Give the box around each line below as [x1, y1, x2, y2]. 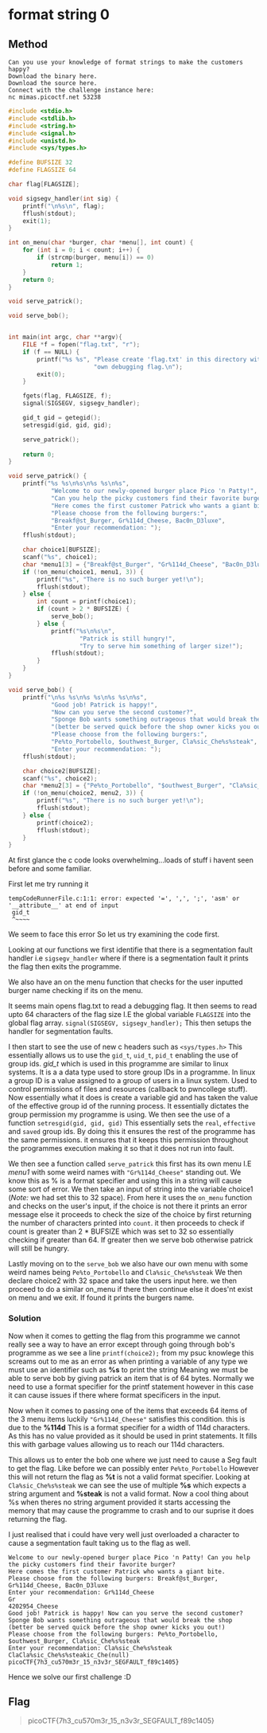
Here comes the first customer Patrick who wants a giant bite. [8, 1567, 226, 1575]
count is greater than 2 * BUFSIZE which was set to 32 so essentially [8, 1226, 234, 1236]
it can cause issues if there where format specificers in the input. [8, 1390, 221, 1399]
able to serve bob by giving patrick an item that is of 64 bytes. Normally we [8, 1373, 254, 1383]
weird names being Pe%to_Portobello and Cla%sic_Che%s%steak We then [8, 1268, 242, 1277]
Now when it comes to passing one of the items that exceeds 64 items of [8, 1406, 248, 1415]
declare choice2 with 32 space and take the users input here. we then [8, 1276, 237, 1285]
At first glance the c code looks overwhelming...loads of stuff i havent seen [8, 855, 254, 865]
